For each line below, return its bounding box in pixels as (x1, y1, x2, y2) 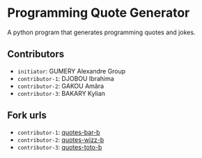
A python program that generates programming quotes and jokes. (7, 28, 196, 36)
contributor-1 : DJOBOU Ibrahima (17, 74, 115, 82)
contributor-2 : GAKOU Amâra (17, 82, 104, 90)
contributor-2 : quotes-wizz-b (17, 135, 104, 144)
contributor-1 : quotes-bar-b (17, 128, 100, 136)
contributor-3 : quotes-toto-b (17, 143, 102, 151)
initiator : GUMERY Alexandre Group (17, 66, 126, 75)
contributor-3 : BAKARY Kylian (17, 89, 106, 97)
